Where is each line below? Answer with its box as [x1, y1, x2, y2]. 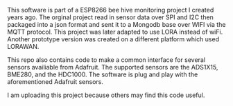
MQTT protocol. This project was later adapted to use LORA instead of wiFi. [7, 28, 223, 36]
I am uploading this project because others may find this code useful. [7, 91, 205, 99]
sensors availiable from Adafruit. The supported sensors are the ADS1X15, [7, 63, 218, 71]
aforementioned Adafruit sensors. [7, 78, 104, 85]
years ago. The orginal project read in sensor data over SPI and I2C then [7, 13, 214, 21]
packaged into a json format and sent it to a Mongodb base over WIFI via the [7, 21, 226, 28]
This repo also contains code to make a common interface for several [7, 56, 206, 64]
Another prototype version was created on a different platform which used [7, 35, 220, 43]
